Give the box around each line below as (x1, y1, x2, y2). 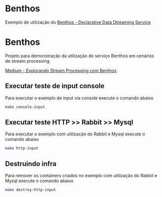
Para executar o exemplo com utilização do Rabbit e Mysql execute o (5, 131, 145, 137)
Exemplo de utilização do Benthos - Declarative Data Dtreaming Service (5, 19, 151, 25)
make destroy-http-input (5, 188, 56, 193)
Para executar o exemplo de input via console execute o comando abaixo (5, 95, 154, 101)
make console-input (5, 104, 45, 109)
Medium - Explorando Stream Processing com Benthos (5, 67, 117, 73)
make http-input (5, 146, 38, 151)
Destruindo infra (5, 160, 57, 168)
